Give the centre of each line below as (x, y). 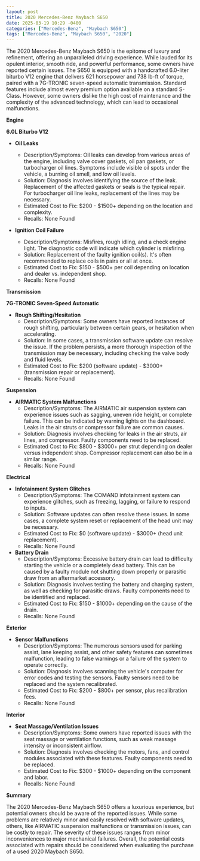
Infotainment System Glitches (53, 489)
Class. (14, 96)
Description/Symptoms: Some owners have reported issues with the (107, 733)
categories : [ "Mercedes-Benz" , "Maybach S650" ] (67, 28)
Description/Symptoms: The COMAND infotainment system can (102, 495)
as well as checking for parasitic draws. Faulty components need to (107, 591)
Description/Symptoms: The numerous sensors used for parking (103, 646)
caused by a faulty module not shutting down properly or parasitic (105, 572)
